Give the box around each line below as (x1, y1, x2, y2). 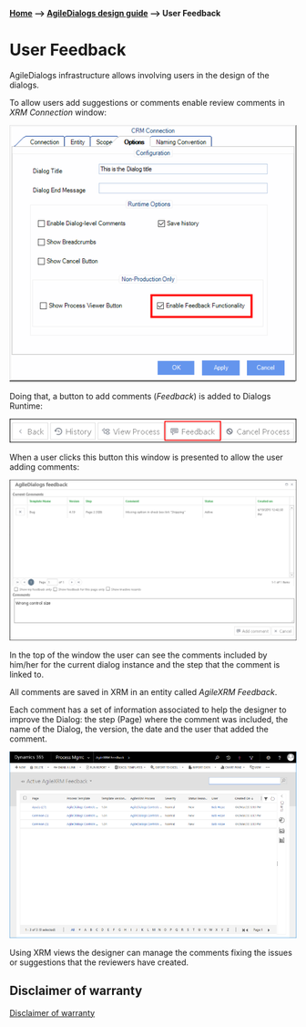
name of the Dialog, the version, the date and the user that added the (9, 724, 269, 735)
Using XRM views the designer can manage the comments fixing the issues (9, 947, 293, 958)
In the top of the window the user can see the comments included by (9, 649, 268, 660)
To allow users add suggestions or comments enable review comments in (9, 97, 285, 108)
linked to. (9, 669, 44, 680)
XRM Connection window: (9, 107, 107, 118)
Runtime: (9, 400, 43, 411)
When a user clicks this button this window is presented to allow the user (9, 451, 284, 463)
